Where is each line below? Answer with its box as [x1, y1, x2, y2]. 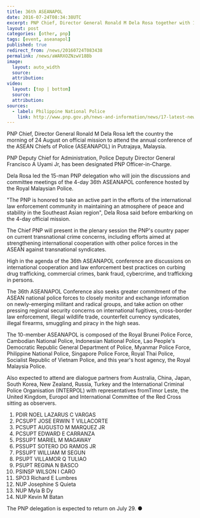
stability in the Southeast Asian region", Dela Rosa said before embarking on [7, 209, 193, 216]
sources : [7, 102, 28, 109]
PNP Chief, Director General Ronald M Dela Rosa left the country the [7, 130, 174, 138]
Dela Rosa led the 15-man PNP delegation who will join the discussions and [7, 172, 191, 179]
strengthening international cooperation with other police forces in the [7, 239, 178, 247]
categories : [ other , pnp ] [7, 31, 71, 37]
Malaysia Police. [7, 363, 47, 370]
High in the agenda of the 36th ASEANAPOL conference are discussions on [7, 257, 192, 265]
